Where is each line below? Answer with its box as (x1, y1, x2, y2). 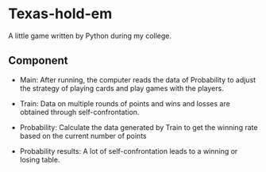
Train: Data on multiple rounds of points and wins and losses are (19, 98, 230, 108)
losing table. (19, 155, 60, 164)
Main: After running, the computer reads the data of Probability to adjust (19, 75, 256, 84)
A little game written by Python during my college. (8, 31, 172, 40)
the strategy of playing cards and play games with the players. (19, 83, 224, 93)
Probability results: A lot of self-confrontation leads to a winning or (19, 146, 238, 155)
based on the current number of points (19, 131, 147, 140)
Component (8, 54, 69, 67)
